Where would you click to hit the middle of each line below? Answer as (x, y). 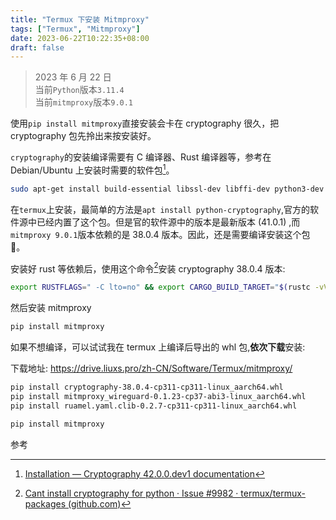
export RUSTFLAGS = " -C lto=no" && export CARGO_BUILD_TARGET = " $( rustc (160, 287)
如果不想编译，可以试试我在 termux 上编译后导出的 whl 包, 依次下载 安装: (158, 347)
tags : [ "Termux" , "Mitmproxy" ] (75, 29)
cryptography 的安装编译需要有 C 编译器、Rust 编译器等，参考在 (141, 157)
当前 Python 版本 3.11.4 (79, 90)
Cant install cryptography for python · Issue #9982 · (131, 493)
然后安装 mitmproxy (51, 308)
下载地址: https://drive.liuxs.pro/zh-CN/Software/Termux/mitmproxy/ (151, 368)
